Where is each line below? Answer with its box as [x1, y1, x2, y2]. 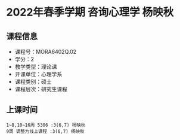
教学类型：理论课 [14, 63, 57, 70]
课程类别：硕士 [14, 78, 52, 85]
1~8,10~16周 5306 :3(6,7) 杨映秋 [6, 122, 86, 128]
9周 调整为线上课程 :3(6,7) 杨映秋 [6, 128, 85, 135]
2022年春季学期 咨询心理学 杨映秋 [6, 5, 174, 19]
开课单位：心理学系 [14, 71, 63, 78]
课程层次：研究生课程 [14, 86, 67, 93]
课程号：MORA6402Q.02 [14, 48, 77, 55]
